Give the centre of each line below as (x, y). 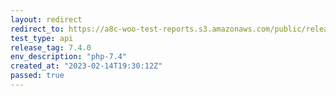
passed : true (37, 76)
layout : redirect (46, 19)
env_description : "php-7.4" (69, 57)
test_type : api (42, 38)
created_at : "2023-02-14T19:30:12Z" (86, 66)
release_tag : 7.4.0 (51, 47)
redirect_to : (37, 29)
